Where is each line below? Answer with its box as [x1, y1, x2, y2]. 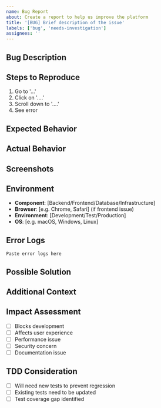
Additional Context [6, 287, 76, 297]
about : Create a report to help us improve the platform [6, 14, 149, 20]
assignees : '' [6, 31, 41, 37]
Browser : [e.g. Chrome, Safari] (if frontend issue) [14, 205, 134, 213]
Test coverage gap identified [14, 395, 85, 402]
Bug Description [6, 52, 66, 62]
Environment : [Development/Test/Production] [14, 212, 126, 219]
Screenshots [6, 164, 54, 174]
